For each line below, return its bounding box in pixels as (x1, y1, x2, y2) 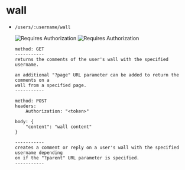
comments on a (14, 77, 50, 83)
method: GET (14, 46, 44, 52)
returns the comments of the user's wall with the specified (14, 56, 169, 62)
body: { (14, 118, 34, 124)
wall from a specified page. (14, 82, 87, 88)
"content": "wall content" (25, 124, 92, 130)
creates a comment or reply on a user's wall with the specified (14, 145, 179, 150)
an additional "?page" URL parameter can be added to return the (14, 72, 179, 78)
